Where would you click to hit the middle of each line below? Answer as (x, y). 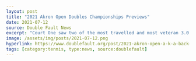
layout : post (22, 11)
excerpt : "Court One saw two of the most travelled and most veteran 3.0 (98, 33)
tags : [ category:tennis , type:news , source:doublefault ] (77, 49)
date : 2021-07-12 (27, 22)
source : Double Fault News (39, 28)
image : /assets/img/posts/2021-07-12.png (57, 38)
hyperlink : (19, 44)
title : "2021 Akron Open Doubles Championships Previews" (78, 17)
